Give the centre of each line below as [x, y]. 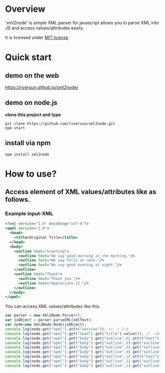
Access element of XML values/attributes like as [81, 192]
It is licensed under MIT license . [37, 37]
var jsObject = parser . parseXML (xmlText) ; [49, 320]
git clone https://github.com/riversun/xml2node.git [60, 124]
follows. [18, 200]
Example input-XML [29, 214]
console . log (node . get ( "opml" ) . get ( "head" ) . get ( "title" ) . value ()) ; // [78, 334]
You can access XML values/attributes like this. [53, 307]
